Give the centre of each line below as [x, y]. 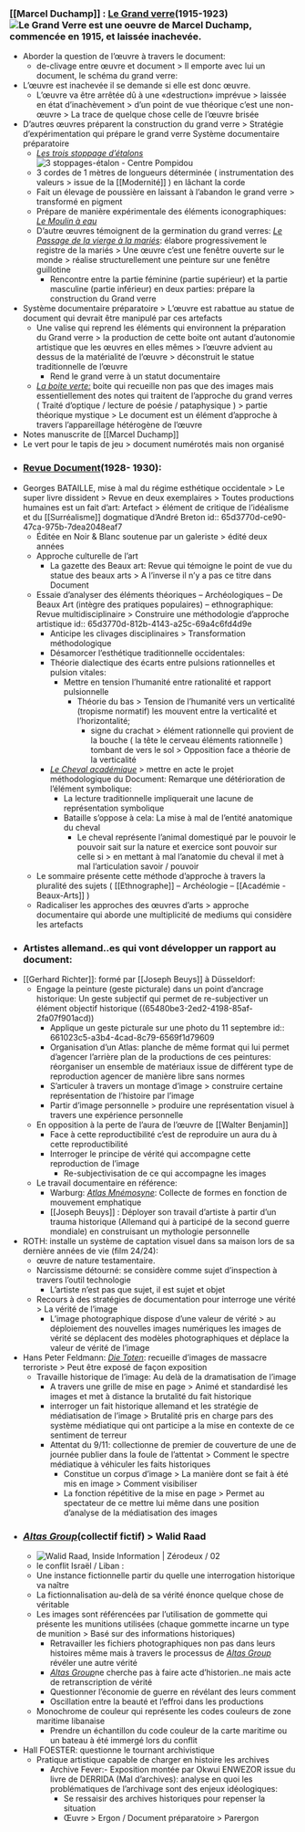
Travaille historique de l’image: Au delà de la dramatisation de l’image [166, 1377]
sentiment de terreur [88, 1435]
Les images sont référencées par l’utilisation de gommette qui [152, 1615]
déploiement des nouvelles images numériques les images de [166, 1328]
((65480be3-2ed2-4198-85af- [196, 1008]
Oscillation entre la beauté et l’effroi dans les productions [157, 1701]
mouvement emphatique [96, 1202]
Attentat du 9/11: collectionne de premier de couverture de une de [173, 1444]
